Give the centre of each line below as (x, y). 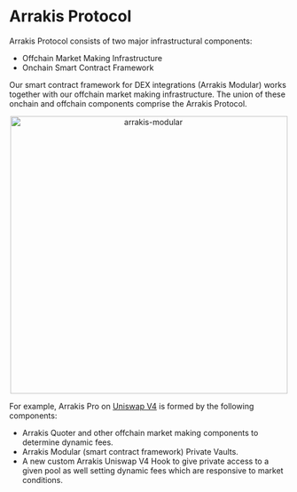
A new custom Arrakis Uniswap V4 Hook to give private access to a (145, 461)
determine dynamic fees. (67, 442)
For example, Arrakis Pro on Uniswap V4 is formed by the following (132, 406)
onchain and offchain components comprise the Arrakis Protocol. (128, 103)
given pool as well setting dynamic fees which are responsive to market (152, 470)
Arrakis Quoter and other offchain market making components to (140, 432)
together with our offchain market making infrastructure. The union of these (148, 94)
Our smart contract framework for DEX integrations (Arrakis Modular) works (148, 84)
